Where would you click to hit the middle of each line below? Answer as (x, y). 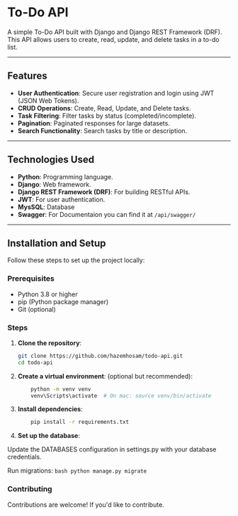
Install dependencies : (50, 409)
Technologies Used (51, 160)
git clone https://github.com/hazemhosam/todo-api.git (100, 356)
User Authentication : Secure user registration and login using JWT (116, 93)
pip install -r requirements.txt (80, 422)
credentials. (24, 457)
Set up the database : (49, 436)
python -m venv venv (61, 389)
